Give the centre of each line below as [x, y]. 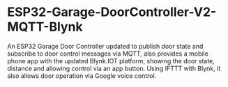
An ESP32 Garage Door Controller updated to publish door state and [105, 46]
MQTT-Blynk [45, 27]
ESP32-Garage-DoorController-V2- [112, 12]
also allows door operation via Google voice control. [82, 76]
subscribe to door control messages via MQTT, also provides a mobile [108, 54]
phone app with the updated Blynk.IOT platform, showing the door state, [111, 61]
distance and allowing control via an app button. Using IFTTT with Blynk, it [114, 68]
